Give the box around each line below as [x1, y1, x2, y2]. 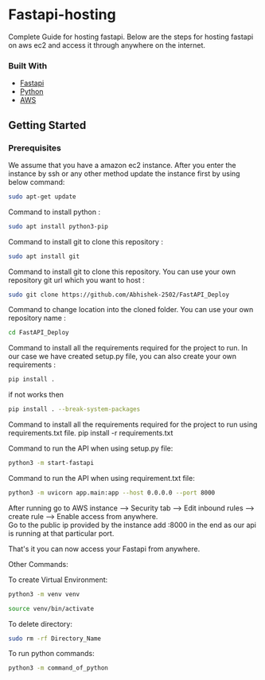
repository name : [8, 313, 66, 323]
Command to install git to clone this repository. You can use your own [8, 267, 236, 276]
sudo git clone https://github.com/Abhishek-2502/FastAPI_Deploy [8, 291, 229, 299]
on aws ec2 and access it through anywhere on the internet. [8, 40, 205, 49]
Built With [8, 60, 48, 71]
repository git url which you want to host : [8, 275, 145, 284]
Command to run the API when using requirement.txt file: [8, 473, 195, 483]
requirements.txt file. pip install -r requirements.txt [8, 428, 173, 438]
